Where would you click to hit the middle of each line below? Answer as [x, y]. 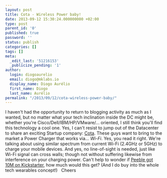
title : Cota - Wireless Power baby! [43, 14]
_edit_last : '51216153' [34, 61]
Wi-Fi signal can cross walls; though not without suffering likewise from [79, 155]
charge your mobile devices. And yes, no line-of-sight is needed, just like [80, 149]
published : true [22, 33]
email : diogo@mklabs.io [34, 79]
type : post [16, 24]
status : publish [22, 42]
